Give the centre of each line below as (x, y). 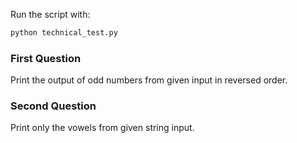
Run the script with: (50, 14)
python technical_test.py (64, 33)
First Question (46, 58)
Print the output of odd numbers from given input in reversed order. (149, 80)
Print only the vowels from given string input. (102, 128)
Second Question (53, 106)
